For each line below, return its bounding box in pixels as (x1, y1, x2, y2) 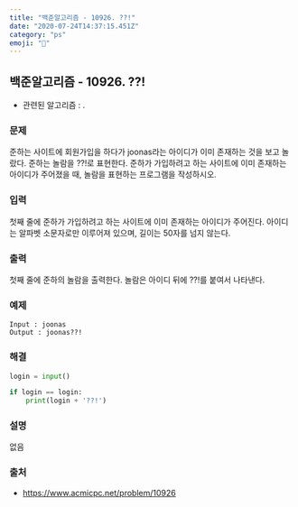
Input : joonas (9, 320, 67, 329)
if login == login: (9, 388, 83, 397)
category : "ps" (9, 30, 67, 39)
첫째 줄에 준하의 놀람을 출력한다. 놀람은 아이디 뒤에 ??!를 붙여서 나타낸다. (9, 274, 265, 285)
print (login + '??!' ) (25, 396, 107, 406)
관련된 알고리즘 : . (22, 100, 86, 111)
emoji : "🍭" (9, 38, 51, 48)
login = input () (9, 372, 70, 381)
